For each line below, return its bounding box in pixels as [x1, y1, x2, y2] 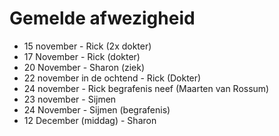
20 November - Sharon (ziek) [23, 61, 146, 73]
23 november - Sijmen [23, 93, 117, 105]
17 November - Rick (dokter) [23, 50, 141, 62]
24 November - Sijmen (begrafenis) [23, 103, 171, 116]
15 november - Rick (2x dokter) [23, 40, 152, 52]
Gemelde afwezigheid [9, 7, 196, 30]
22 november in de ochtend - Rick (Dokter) [23, 72, 202, 84]
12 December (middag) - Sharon [23, 114, 157, 126]
